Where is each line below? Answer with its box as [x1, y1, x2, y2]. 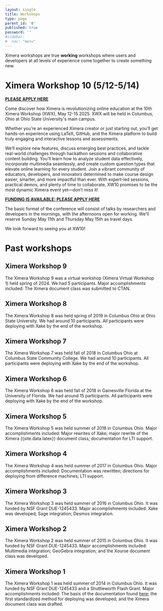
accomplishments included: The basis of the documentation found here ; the [5, 591, 157, 597]
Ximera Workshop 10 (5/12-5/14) [5, 80, 140, 91]
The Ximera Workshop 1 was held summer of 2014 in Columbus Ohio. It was [5, 580, 157, 587]
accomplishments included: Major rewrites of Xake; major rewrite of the [5, 430, 148, 436]
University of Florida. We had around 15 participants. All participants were [5, 393, 153, 399]
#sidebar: [5, 35, 25, 40]
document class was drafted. [5, 601, 63, 607]
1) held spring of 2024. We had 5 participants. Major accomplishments [5, 280, 146, 286]
